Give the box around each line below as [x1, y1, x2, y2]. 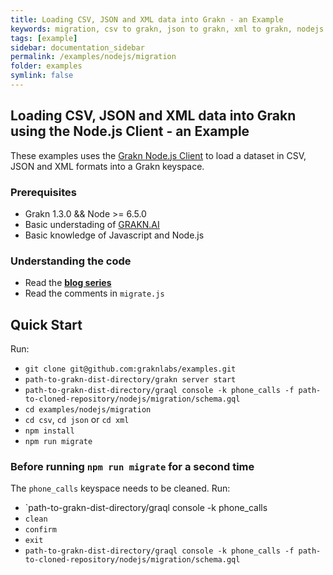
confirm [24, 525, 57, 535]
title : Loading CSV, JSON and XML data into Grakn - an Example [10, 14, 284, 25]
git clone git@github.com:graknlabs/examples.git [24, 364, 237, 375]
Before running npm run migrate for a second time [10, 460, 255, 474]
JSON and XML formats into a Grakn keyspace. [10, 160, 205, 172]
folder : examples [10, 61, 83, 71]
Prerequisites [10, 185, 77, 199]
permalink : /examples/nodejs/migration [10, 52, 177, 62]
